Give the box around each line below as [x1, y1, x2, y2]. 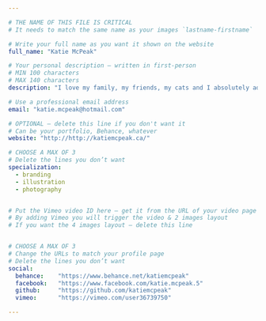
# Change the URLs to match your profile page [8, 250, 165, 258]
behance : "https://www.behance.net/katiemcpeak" [15, 272, 190, 280]
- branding [15, 171, 51, 179]
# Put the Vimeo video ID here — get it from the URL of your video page [8, 206, 257, 214]
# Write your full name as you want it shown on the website [8, 40, 215, 48]
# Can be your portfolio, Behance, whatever [8, 127, 158, 135]
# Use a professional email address [8, 98, 129, 106]
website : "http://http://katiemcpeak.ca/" [8, 134, 150, 142]
